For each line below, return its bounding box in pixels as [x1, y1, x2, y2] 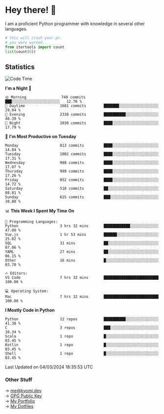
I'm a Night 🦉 [5, 86, 32, 91]
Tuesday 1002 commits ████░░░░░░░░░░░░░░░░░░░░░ [5, 152, 159, 157]
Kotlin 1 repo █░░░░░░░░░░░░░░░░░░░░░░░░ [5, 343, 159, 348]
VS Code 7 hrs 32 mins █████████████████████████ [5, 275, 159, 280]
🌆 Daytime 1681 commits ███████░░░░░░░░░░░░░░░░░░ [5, 103, 159, 109]
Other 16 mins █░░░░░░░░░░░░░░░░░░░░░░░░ [5, 258, 159, 263]
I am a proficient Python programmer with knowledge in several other [5, 21, 145, 27]
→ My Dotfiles [5, 403, 34, 409]
